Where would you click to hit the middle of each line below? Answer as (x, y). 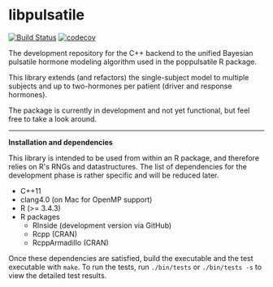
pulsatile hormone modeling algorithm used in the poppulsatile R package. (133, 62)
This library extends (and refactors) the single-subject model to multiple (129, 77)
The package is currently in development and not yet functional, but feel (129, 110)
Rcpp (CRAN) (55, 233)
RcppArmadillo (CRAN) (71, 242)
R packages (40, 216)
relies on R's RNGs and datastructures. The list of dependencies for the (128, 166)
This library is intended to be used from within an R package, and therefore (134, 158)
